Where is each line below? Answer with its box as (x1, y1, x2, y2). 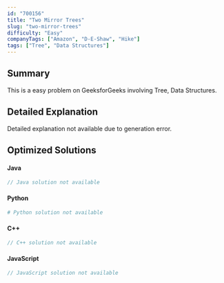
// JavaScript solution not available (7, 270, 119, 277)
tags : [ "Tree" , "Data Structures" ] (7, 42, 110, 49)
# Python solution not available (7, 209, 103, 216)
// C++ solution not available (7, 240, 97, 246)
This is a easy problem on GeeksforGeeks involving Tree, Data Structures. (7, 86, 217, 94)
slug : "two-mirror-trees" (7, 23, 81, 30)
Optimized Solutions (7, 144, 96, 156)
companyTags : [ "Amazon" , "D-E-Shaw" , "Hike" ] (7, 36, 140, 43)
